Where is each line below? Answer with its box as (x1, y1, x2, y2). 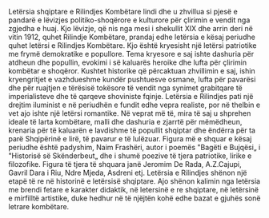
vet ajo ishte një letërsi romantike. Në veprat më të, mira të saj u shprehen (8, 109, 251, 118)
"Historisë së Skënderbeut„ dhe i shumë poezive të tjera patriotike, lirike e (8, 151, 252, 161)
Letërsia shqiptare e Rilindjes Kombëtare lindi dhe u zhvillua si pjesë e (8, 7, 238, 16)
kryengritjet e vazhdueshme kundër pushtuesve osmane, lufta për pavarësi (8, 75, 256, 84)
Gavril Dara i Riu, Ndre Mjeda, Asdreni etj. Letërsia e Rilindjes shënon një (8, 168, 247, 177)
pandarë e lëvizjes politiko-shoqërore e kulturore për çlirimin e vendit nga (8, 15, 251, 25)
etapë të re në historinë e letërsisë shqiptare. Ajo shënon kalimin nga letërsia (8, 176, 261, 186)
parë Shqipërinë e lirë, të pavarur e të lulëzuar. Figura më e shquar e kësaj (8, 134, 252, 143)
